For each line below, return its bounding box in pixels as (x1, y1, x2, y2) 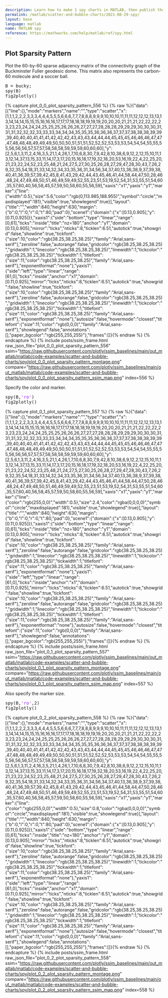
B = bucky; (5, 83, 32, 88)
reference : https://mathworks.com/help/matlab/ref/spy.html (5, 31, 133, 36)
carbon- (144, 68, 161, 74)
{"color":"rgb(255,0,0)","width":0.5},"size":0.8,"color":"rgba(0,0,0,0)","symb (5, 805, 161, 811)
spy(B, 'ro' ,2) (5, 700, 40, 706)
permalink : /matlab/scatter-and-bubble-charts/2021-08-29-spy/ (5, 12, 140, 17)
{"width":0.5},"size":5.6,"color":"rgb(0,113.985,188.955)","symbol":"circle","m (5, 193, 162, 199)
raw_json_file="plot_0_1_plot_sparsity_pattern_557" (5, 648, 109, 654)
